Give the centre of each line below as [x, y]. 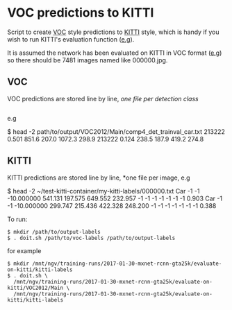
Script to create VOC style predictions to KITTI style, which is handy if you [113, 32]
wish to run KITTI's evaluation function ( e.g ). [71, 39]
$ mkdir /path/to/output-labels [54, 232]
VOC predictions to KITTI [81, 13]
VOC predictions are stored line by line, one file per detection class [103, 98]
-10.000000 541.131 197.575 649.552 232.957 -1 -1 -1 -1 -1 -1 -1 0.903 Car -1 [115, 198]
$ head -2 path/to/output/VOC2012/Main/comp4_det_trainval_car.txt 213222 [116, 131]
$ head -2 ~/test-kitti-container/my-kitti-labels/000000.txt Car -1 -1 [103, 191]
